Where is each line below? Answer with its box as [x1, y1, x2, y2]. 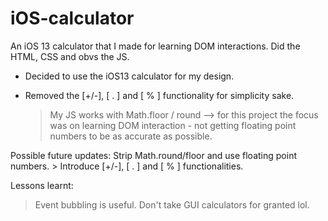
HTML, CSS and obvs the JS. [10, 50, 130, 62]
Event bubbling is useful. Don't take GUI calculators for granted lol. [34, 198, 310, 211]
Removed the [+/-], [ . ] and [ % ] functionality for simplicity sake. [24, 89, 295, 101]
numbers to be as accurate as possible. [49, 130, 213, 142]
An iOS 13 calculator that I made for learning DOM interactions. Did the [10, 40, 301, 52]
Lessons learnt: [10, 179, 74, 191]
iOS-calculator [10, 7, 135, 30]
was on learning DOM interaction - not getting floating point [49, 119, 297, 131]
